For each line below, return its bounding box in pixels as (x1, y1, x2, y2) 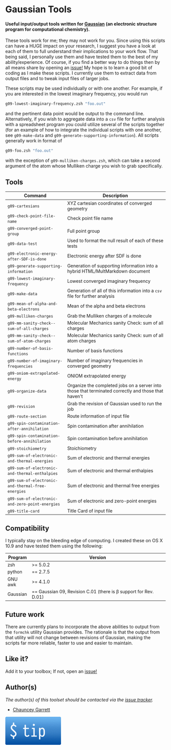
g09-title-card (7, 509, 40, 514)
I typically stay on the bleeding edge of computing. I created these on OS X (5, 538, 163, 544)
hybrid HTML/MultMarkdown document (67, 268, 150, 274)
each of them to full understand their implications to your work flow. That (5, 49, 158, 55)
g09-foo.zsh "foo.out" (5, 148, 53, 154)
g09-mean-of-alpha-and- (7, 301, 58, 306)
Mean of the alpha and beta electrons (67, 303, 146, 309)
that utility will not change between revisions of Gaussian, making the (5, 635, 151, 641)
